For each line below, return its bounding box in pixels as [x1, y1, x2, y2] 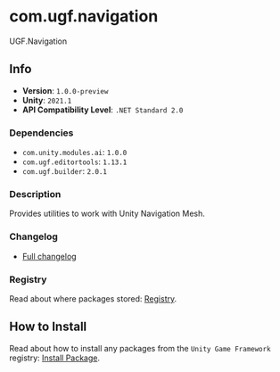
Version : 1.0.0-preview [21, 85, 109, 95]
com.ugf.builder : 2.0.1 [21, 166, 107, 177]
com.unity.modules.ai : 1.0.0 [21, 147, 128, 158]
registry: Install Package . [9, 352, 101, 363]
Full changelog [21, 251, 78, 261]
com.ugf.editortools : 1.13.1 [21, 156, 128, 167]
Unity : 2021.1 [21, 95, 72, 105]
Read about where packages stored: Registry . [9, 293, 177, 304]
